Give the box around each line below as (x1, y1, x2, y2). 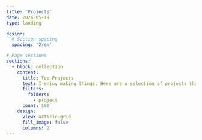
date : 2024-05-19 (6, 14, 50, 20)
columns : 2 (22, 125, 50, 131)
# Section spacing (11, 36, 58, 42)
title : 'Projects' (6, 8, 52, 15)
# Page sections (6, 53, 47, 59)
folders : (28, 92, 50, 98)
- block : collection (11, 63, 63, 69)
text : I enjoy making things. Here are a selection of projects (22, 80, 187, 87)
